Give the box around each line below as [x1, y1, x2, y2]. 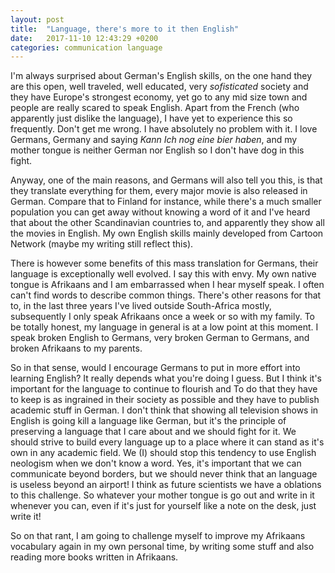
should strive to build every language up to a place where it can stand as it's [10, 436, 325, 448]
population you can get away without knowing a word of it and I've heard [10, 206, 311, 218]
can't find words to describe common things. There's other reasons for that [10, 289, 322, 301]
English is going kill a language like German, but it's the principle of [10, 415, 287, 427]
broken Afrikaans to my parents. [10, 342, 143, 355]
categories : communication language [10, 42, 163, 53]
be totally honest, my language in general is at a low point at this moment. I [10, 321, 319, 333]
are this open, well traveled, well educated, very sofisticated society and [10, 81, 309, 93]
